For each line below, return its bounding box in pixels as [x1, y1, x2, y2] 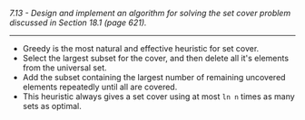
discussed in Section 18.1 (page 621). [9, 17, 147, 28]
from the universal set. [22, 62, 107, 73]
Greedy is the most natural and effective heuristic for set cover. [22, 43, 260, 53]
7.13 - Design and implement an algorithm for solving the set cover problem [9, 8, 291, 18]
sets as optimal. [22, 101, 82, 111]
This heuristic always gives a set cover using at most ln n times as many [22, 91, 295, 102]
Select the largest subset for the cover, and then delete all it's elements [22, 53, 289, 63]
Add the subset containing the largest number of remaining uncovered [22, 72, 286, 82]
